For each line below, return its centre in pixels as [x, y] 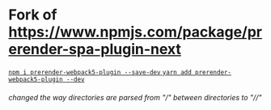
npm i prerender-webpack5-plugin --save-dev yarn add [100, 72]
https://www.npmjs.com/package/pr [135, 32]
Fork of [33, 15]
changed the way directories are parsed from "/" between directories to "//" [135, 97]
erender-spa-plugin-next [95, 49]
